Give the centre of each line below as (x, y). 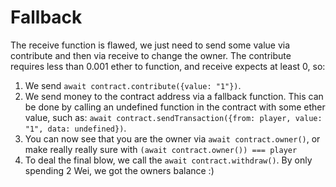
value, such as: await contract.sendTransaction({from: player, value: (173, 117)
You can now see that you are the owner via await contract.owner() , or (172, 138)
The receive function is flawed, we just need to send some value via (150, 45)
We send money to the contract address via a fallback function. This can (174, 96)
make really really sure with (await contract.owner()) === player (161, 149)
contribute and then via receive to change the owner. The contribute (151, 55)
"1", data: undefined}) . (75, 128)
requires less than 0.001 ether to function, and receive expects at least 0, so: (168, 66)
